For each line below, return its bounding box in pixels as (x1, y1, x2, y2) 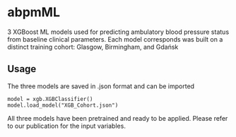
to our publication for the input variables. (7, 121, 126, 130)
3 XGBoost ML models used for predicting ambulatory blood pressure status (7, 28, 230, 36)
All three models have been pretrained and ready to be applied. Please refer (7, 114, 228, 122)
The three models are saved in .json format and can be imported (7, 82, 195, 90)
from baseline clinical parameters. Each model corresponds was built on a (7, 35, 223, 43)
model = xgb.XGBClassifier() (7, 95, 93, 102)
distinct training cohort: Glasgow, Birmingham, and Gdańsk (7, 42, 179, 51)
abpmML (7, 4, 61, 20)
